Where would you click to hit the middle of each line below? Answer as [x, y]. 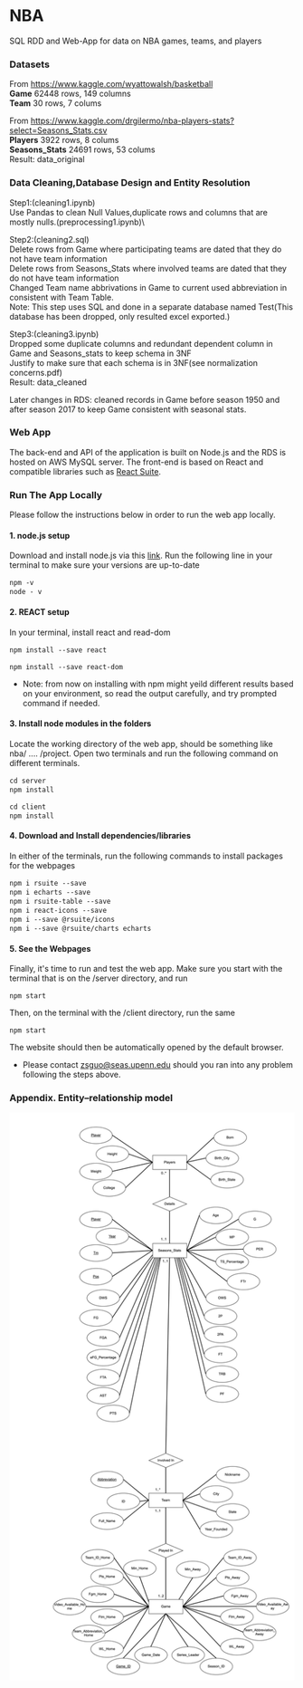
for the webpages [42, 865]
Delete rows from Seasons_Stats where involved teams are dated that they [148, 268]
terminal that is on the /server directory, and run [99, 978]
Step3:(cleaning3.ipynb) [54, 334]
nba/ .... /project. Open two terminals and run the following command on [144, 753]
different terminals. [45, 762]
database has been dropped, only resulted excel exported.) [120, 316]
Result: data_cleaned [48, 382]
